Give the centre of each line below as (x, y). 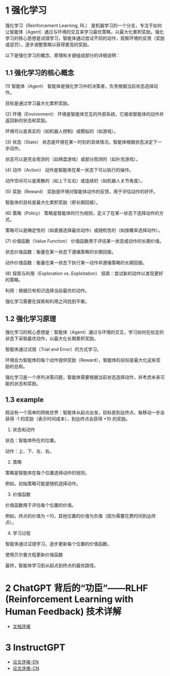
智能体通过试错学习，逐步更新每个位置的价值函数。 (58, 544)
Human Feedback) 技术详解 (63, 611)
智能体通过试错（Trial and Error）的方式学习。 (53, 349)
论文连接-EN (26, 662)
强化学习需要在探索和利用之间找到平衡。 (47, 301)
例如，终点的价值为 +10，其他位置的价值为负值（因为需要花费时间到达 (78, 516)
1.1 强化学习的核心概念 (40, 73)
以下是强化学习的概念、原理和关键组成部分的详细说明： (63, 55)
